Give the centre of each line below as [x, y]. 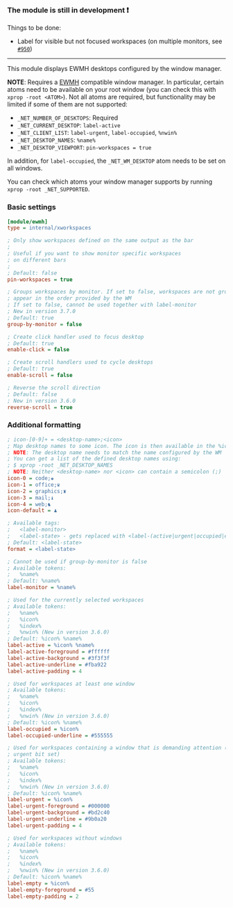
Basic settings [32, 207]
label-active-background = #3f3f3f [59, 658]
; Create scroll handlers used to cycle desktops [80, 362]
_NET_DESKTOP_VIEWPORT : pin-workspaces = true [84, 147]
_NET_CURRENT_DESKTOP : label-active [69, 125]
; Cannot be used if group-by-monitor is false [77, 561]
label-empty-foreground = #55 [51, 890]
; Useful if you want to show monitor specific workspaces [94, 254]
